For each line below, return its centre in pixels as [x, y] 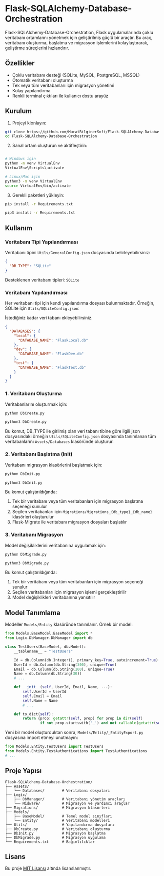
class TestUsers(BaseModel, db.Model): [46, 647]
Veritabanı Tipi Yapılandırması [41, 242]
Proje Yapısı [23, 771]
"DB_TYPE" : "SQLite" [30, 266]
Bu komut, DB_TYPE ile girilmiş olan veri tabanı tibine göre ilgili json [72, 431]
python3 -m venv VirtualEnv [34, 181]
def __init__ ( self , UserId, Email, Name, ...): [63, 687]
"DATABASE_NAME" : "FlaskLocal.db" [53, 340]
